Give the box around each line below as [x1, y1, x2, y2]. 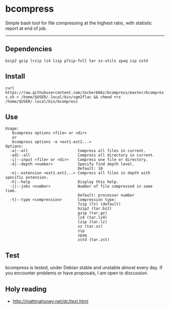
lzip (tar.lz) [77, 220, 108, 225]
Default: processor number [77, 193, 135, 198]
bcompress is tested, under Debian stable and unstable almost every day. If [5, 265, 163, 271]
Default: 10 [77, 166, 103, 171]
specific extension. [5, 175, 49, 180]
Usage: [5, 126, 19, 131]
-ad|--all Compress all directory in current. [10, 153, 155, 158]
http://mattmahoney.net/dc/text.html [12, 298, 89, 304]
